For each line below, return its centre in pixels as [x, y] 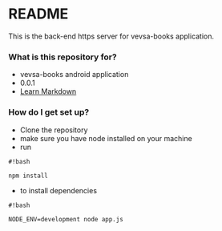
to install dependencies [59, 190]
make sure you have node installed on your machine [106, 138]
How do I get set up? [49, 112]
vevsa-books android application [74, 75]
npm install [28, 176]
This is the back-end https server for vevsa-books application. [111, 36]
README [38, 14]
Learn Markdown [48, 91]
